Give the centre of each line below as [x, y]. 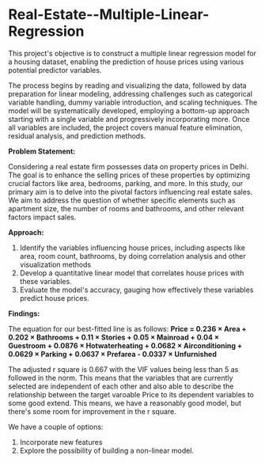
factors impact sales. [42, 217]
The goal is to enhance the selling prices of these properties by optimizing [129, 175]
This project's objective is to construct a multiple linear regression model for [132, 53]
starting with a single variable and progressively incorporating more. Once [129, 119]
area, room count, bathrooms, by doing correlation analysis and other [133, 256]
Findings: [24, 313]
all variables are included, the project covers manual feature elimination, [125, 127]
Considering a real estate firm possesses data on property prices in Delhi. [129, 166]
